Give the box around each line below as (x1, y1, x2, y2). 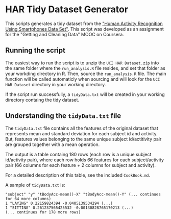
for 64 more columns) (5, 196, 52, 201)
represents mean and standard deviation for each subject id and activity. (5, 130, 158, 136)
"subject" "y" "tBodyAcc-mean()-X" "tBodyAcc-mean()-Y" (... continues (5, 191, 161, 197)
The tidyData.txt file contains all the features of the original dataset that (5, 125, 158, 131)
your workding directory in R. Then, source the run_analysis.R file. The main (5, 70, 166, 77)
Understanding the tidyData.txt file (5, 111, 121, 120)
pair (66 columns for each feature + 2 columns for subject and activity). (5, 162, 156, 168)
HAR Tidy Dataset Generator (5, 4, 129, 15)
